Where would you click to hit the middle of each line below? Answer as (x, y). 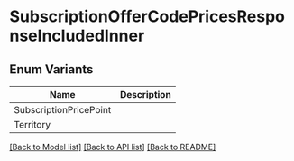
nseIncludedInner (77, 36)
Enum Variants (51, 69)
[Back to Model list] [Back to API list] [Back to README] (113, 147)
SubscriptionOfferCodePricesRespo (147, 17)
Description (146, 95)
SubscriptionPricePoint (63, 110)
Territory (32, 124)
